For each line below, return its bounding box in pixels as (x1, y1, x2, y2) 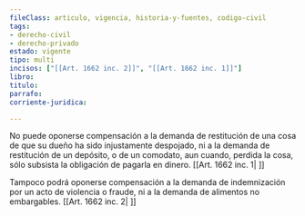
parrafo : (9, 89, 43, 98)
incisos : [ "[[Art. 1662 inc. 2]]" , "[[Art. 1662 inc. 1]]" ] (9, 64, 243, 74)
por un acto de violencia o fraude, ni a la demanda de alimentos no (9, 187, 260, 198)
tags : (9, 22, 30, 31)
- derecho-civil (9, 30, 71, 39)
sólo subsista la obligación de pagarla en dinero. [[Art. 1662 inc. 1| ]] (9, 160, 265, 171)
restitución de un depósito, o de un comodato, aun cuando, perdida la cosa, (9, 150, 294, 161)
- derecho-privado (9, 38, 79, 48)
